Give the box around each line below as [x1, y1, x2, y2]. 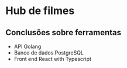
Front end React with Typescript [13, 56, 92, 62]
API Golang [13, 43, 42, 50]
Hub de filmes [5, 4, 75, 18]
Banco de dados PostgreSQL [13, 49, 84, 56]
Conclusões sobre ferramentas [5, 28, 121, 38]
